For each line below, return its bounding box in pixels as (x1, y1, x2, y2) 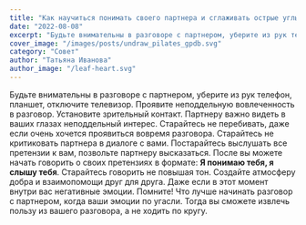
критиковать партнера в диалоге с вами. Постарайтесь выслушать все (9, 138, 288, 148)
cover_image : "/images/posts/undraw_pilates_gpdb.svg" (9, 38, 222, 48)
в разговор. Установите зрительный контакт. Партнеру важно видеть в (9, 108, 287, 119)
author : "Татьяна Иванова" (9, 56, 112, 65)
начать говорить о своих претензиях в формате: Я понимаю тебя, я (9, 157, 275, 168)
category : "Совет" (9, 47, 79, 56)
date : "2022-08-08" (9, 22, 84, 31)
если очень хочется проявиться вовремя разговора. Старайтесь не (9, 128, 275, 138)
